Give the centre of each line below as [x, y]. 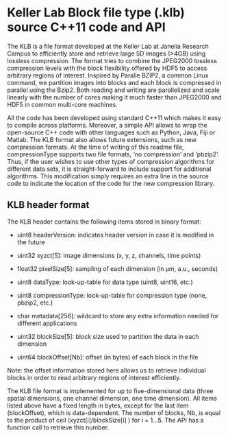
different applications [47, 323]
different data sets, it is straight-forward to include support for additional [109, 169]
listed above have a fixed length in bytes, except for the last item [98, 405]
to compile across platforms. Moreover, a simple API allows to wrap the [107, 125]
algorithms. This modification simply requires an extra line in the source [108, 176]
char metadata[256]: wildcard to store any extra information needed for [118, 316]
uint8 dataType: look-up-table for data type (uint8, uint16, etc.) [105, 282]
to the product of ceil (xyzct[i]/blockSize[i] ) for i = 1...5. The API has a [105, 420]
